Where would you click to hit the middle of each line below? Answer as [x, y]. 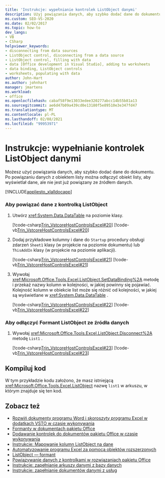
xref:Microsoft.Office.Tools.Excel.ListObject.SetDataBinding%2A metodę [85, 279]
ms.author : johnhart [26, 82]
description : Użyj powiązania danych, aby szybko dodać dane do [72, 14]
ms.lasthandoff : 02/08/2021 [34, 119]
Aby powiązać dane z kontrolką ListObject [56, 205]
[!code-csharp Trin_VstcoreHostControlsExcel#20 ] [63, 225]
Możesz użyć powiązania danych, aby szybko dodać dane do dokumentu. [80, 172]
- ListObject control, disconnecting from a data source [65, 55]
